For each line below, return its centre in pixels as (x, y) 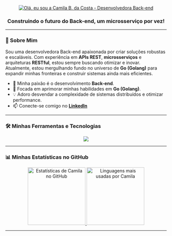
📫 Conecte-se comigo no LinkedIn (50, 105)
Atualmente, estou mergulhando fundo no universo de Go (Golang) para (81, 68)
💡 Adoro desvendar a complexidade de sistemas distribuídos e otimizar (88, 94)
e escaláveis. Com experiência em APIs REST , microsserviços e (73, 57)
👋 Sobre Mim (21, 40)
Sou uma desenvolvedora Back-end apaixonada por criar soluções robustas (85, 52)
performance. (27, 100)
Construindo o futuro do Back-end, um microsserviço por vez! (86, 21)
